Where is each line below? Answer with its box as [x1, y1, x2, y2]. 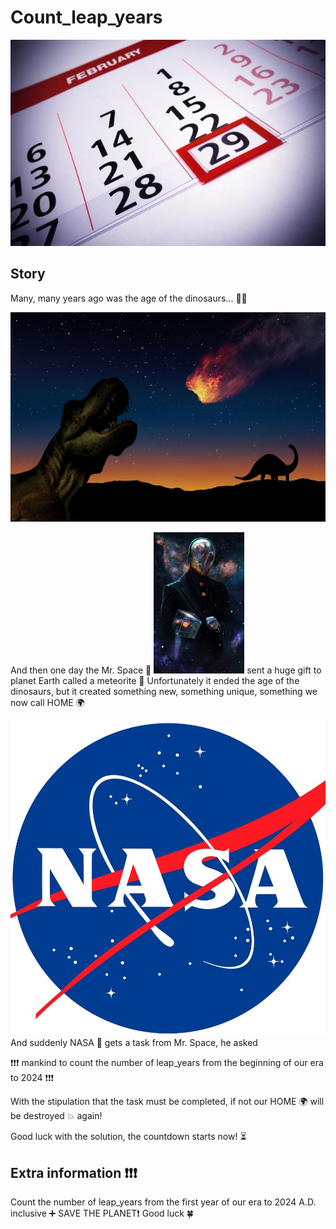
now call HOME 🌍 [10, 697, 85, 709]
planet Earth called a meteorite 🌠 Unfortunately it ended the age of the [10, 675, 300, 687]
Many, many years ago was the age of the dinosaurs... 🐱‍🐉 [10, 292, 248, 304]
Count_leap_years [10, 6, 163, 29]
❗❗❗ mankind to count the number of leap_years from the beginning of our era [10, 1057, 324, 1069]
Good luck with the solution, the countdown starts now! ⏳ [10, 1131, 247, 1143]
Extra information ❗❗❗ [10, 1164, 138, 1181]
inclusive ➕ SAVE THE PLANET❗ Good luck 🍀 [10, 1207, 195, 1220]
